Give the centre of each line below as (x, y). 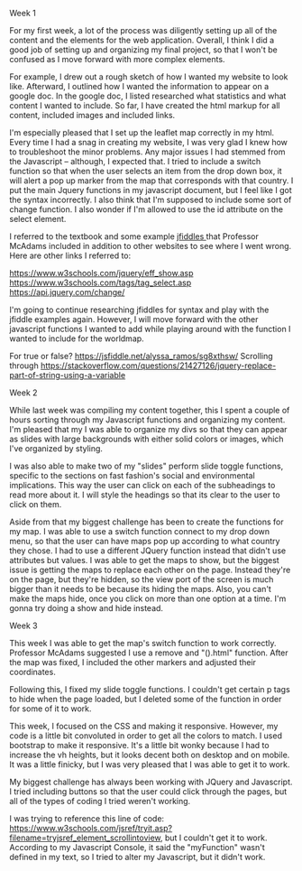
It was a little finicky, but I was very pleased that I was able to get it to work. (150, 764)
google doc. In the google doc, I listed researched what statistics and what (148, 96)
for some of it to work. (50, 709)
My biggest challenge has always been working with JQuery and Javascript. (151, 782)
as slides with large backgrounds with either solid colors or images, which (146, 439)
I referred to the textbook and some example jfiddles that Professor (134, 236)
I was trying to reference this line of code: (87, 819)
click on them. (36, 504)
